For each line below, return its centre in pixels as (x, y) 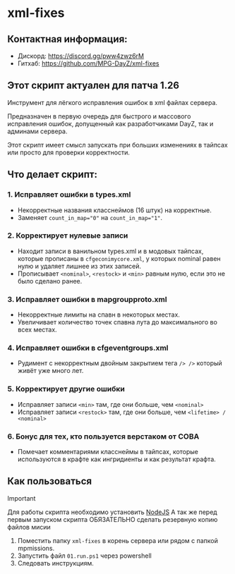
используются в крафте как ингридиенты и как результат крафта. (117, 459)
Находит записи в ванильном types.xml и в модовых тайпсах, (110, 251)
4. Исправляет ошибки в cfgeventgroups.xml (88, 348)
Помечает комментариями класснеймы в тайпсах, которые (108, 451)
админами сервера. (38, 131)
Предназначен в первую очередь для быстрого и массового (99, 116)
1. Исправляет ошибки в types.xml (69, 195)
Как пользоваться (50, 481)
